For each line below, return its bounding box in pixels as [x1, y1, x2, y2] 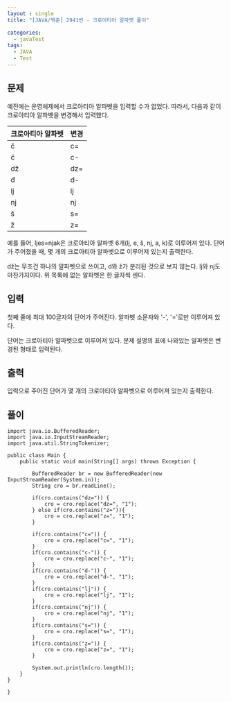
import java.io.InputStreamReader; [7, 434, 110, 441]
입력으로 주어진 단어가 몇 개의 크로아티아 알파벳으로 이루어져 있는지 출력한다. [7, 386, 214, 395]
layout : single [7, 10, 54, 17]
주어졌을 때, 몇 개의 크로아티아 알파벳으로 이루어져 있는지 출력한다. [14, 247, 194, 255]
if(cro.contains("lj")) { [32, 585, 107, 593]
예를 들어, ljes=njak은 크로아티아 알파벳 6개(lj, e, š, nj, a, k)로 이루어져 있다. [7, 239, 212, 247]
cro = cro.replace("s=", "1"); [44, 628, 135, 635]
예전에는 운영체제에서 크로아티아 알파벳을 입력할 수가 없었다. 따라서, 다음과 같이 [7, 102, 221, 110]
